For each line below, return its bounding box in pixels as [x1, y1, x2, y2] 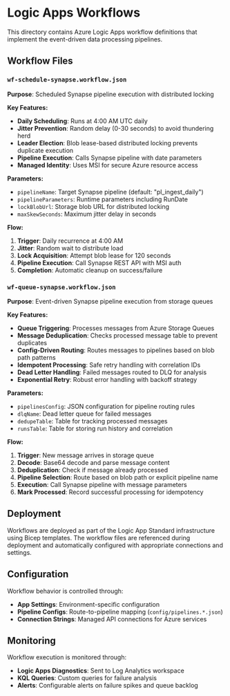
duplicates [17, 338, 47, 347]
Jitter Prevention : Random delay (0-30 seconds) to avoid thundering [17, 124, 214, 132]
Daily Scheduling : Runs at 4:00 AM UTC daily [17, 116, 148, 125]
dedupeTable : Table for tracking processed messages [17, 416, 168, 425]
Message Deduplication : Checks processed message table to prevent [17, 331, 218, 340]
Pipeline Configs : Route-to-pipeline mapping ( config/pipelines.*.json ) [17, 607, 223, 616]
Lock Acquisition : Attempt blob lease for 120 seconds [17, 251, 171, 259]
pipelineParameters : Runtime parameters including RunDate [17, 195, 189, 203]
